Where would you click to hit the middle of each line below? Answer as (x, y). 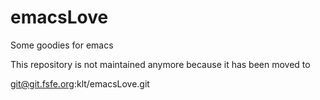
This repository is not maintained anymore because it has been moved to (160, 64)
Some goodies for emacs (62, 45)
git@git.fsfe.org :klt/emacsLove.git (80, 83)
